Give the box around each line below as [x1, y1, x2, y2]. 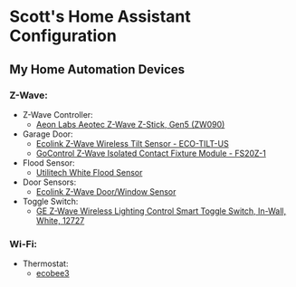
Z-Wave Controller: [22, 109, 93, 120]
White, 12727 [35, 215, 85, 225]
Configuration [9, 25, 118, 46]
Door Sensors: [22, 177, 77, 187]
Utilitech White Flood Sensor [35, 167, 143, 177]
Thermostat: [22, 258, 69, 269]
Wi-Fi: [9, 237, 38, 250]
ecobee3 [35, 268, 70, 279]
